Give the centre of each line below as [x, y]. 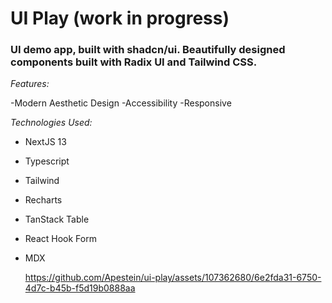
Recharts [43, 200]
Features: [30, 84]
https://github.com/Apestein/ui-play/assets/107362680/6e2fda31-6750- [173, 278]
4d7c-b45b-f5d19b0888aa [80, 288]
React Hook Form [60, 239]
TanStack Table [57, 219]
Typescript [47, 161]
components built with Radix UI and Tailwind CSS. [134, 62]
